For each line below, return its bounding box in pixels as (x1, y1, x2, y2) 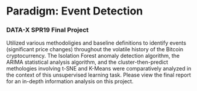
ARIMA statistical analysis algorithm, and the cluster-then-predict (6, 58, 169, 66)
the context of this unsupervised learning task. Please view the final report (6, 71, 192, 79)
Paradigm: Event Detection (6, 4, 143, 18)
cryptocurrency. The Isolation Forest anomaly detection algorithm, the (6, 52, 180, 60)
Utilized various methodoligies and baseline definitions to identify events (6, 39, 187, 46)
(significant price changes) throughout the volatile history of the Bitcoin (6, 46, 184, 53)
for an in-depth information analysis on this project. (6, 78, 134, 85)
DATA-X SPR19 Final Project (6, 26, 89, 34)
